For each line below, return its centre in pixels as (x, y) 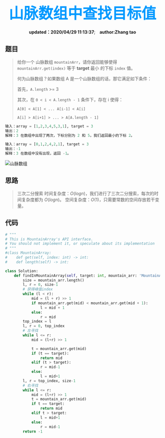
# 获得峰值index (38, 289)
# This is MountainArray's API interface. (49, 239)
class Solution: (22, 271)
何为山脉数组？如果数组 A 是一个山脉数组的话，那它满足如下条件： (84, 79)
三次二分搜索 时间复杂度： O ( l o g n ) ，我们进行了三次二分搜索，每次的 (86, 193)
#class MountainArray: (28, 253)
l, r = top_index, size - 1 (49, 381)
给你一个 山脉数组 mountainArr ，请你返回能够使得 (67, 62)
